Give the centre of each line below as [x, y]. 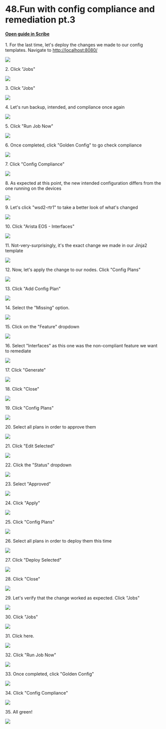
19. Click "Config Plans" [29, 408]
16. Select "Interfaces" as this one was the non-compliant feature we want [82, 346]
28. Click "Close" [23, 579]
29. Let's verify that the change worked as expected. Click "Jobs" [73, 598]
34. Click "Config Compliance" [37, 693]
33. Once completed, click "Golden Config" [50, 674]
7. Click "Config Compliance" [35, 164]
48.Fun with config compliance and [80, 9]
